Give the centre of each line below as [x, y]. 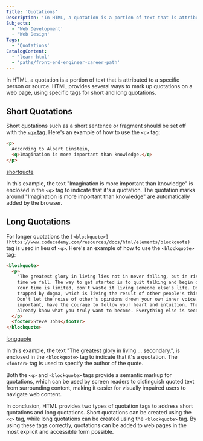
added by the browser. [34, 202]
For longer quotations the [38, 236]
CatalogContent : [27, 51]
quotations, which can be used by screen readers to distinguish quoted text [100, 382]
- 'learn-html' [31, 57]
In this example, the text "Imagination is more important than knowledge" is [100, 183]
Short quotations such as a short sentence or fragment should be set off [96, 126]
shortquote [20, 172]
